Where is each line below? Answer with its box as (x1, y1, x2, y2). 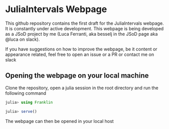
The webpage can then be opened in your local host (5, 118, 114, 124)
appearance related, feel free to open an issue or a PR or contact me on (5, 51, 154, 57)
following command (5, 90, 46, 96)
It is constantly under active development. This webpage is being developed (5, 25, 164, 31)
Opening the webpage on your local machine (5, 72, 149, 80)
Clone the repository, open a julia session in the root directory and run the (5, 85, 159, 91)
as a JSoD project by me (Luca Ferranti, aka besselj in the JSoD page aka (5, 31, 158, 37)
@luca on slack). (5, 36, 40, 42)
